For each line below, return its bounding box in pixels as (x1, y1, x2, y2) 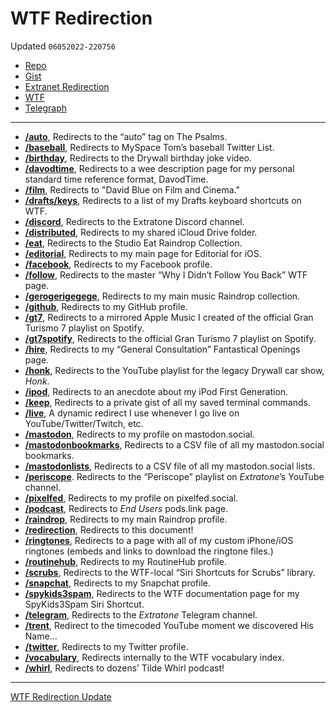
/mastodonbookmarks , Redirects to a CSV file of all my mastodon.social (24, 438, 325, 451)
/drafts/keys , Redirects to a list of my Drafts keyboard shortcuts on (24, 194, 302, 206)
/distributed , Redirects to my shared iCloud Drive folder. (24, 226, 258, 238)
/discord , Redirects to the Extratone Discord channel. (24, 215, 245, 227)
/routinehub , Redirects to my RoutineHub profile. (24, 555, 227, 567)
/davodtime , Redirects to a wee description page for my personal (24, 162, 295, 174)
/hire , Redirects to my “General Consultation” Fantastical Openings (24, 343, 301, 355)
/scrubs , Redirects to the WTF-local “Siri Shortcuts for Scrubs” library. (24, 566, 316, 578)
